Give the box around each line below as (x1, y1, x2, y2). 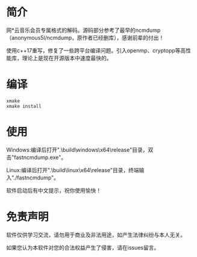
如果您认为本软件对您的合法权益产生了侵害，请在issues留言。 (6, 244, 160, 251)
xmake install (6, 103, 42, 109)
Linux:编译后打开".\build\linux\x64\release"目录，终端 (6, 166, 140, 173)
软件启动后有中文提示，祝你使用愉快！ (6, 187, 101, 194)
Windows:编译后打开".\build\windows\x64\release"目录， (6, 146, 148, 153)
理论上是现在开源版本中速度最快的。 (22, 54, 112, 61)
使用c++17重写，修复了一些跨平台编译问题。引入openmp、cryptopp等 (6, 46, 181, 54)
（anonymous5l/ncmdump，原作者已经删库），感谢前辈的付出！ (6, 34, 164, 41)
